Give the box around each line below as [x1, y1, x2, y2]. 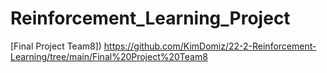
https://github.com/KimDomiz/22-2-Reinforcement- [103, 40, 317, 52]
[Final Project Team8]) [10, 40, 102, 52]
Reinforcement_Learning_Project [10, 7, 291, 30]
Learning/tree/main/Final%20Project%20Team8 [10, 50, 208, 62]
